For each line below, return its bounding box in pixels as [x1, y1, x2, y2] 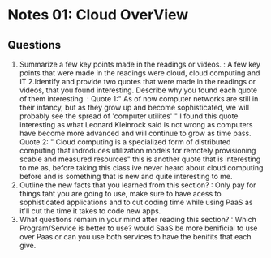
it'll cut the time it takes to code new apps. [19, 206, 161, 216]
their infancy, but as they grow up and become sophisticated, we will [19, 103, 249, 112]
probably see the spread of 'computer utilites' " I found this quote [19, 111, 239, 121]
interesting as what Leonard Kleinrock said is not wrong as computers [19, 120, 253, 129]
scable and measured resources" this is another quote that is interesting [19, 154, 261, 164]
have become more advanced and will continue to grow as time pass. [19, 128, 252, 138]
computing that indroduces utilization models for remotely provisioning [19, 146, 256, 155]
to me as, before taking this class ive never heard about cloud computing [19, 163, 264, 172]
